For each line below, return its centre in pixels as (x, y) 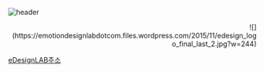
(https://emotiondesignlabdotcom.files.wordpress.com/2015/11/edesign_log (134, 36)
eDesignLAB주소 (35, 60)
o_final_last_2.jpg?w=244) (214, 44)
